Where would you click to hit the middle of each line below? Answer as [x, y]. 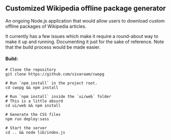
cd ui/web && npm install [33, 106]
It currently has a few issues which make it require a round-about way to [82, 36]
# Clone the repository [31, 70]
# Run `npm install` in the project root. [51, 83]
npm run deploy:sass [27, 119]
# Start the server [26, 128]
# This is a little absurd [34, 101]
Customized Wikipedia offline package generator [85, 8]
